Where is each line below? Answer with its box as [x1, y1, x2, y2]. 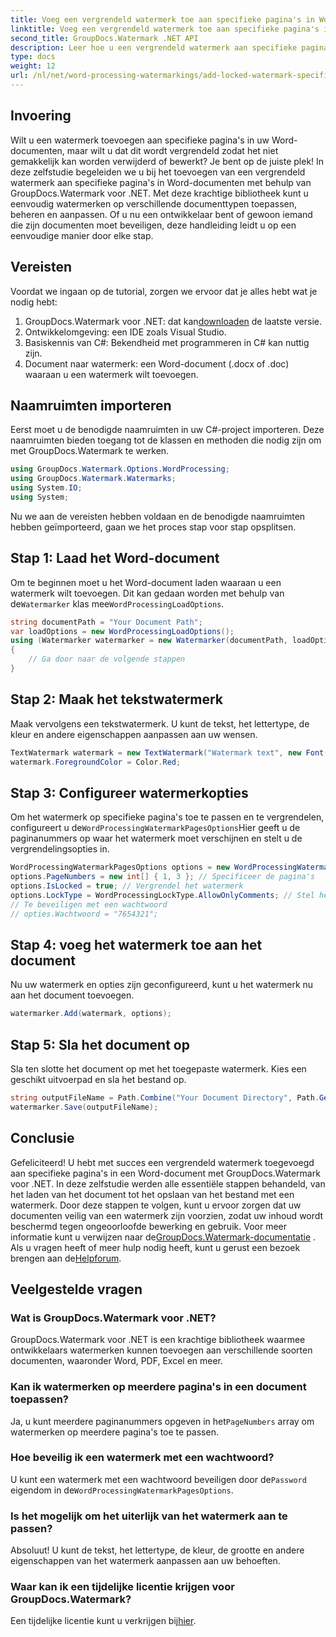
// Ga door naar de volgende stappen [28, 654, 186, 665]
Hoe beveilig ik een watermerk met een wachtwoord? [10, 1451, 275, 1465]
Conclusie [10, 1130, 75, 1147]
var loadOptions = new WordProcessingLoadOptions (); [10, 626, 235, 636]
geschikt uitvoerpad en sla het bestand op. [10, 1074, 187, 1085]
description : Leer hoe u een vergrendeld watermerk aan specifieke [10, 42, 298, 53]
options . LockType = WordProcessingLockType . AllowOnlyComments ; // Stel [10, 890, 315, 900]
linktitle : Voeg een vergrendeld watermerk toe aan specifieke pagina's [10, 24, 320, 34]
